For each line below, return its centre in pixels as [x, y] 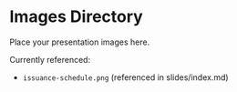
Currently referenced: [50, 59]
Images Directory [76, 17]
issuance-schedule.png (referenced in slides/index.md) [126, 77]
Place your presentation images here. [80, 42]
